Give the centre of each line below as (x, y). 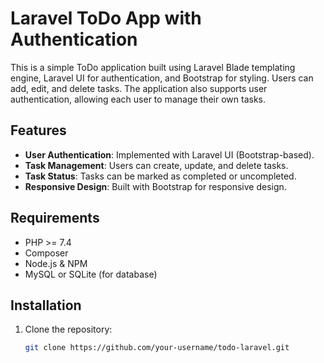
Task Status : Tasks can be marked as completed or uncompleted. (160, 176)
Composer (46, 253)
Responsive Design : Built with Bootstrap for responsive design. (155, 186)
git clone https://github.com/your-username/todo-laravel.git (157, 348)
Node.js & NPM (56, 263)
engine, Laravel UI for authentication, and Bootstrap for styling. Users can (162, 78)
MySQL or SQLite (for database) (91, 274)
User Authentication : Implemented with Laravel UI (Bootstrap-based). (169, 154)
